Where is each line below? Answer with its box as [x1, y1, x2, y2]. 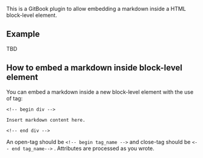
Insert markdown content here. [6, 117, 86, 123]
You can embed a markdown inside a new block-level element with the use [6, 88, 194, 96]
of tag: [6, 94, 23, 102]
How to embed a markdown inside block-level [6, 63, 183, 73]
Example [6, 29, 40, 39]
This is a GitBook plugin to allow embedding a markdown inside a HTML [6, 5, 187, 12]
